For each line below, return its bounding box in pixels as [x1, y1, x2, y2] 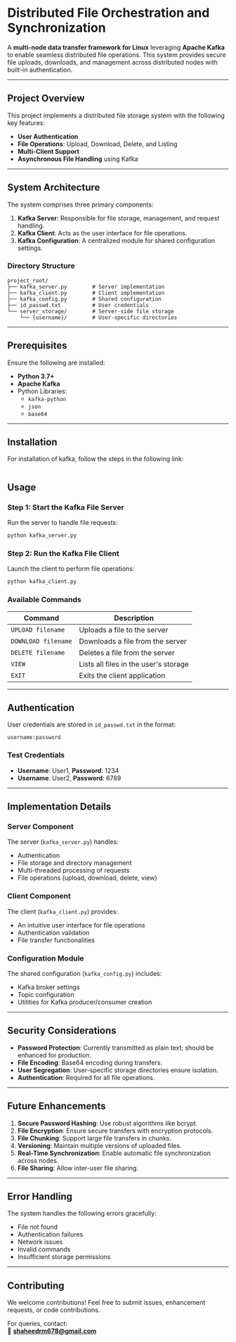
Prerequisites [7, 339, 67, 352]
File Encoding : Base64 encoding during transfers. [17, 1058, 163, 1067]
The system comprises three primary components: [7, 200, 154, 209]
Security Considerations [7, 1024, 117, 1037]
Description [113, 613, 155, 623]
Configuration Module [7, 953, 84, 963]
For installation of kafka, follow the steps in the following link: [7, 455, 184, 463]
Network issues [17, 1238, 63, 1246]
